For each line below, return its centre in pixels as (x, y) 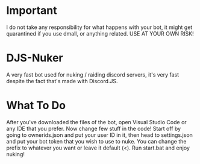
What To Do (36, 106)
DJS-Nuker (35, 58)
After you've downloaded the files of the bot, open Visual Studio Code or (96, 122)
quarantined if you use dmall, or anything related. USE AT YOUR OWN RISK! (100, 33)
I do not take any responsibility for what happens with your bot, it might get (99, 27)
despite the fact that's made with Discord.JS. (62, 81)
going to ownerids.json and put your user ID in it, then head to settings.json (99, 135)
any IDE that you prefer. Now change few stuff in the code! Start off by (94, 128)
